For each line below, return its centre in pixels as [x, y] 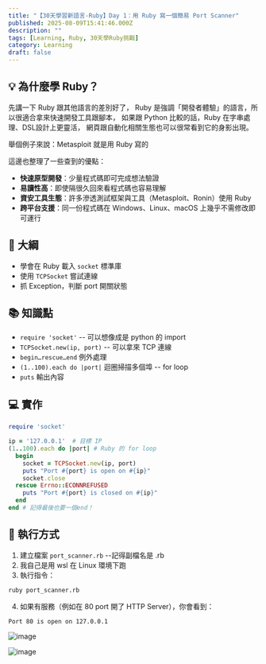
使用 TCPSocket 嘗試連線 [59, 276]
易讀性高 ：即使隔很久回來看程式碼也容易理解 [93, 188]
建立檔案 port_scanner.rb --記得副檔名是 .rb [92, 555]
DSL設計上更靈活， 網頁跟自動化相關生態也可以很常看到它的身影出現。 [137, 127]
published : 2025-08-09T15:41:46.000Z [71, 23]
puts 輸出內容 [42, 377]
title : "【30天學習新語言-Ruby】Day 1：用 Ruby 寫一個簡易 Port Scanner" [124, 16]
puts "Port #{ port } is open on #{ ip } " [87, 471]
